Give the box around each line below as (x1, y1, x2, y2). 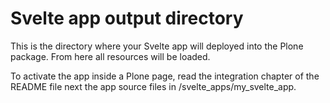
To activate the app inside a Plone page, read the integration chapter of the (10, 70, 320, 82)
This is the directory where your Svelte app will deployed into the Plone (10, 40, 304, 52)
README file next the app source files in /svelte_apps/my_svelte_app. (10, 80, 297, 92)
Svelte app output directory (10, 7, 244, 30)
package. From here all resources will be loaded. (10, 50, 211, 62)
